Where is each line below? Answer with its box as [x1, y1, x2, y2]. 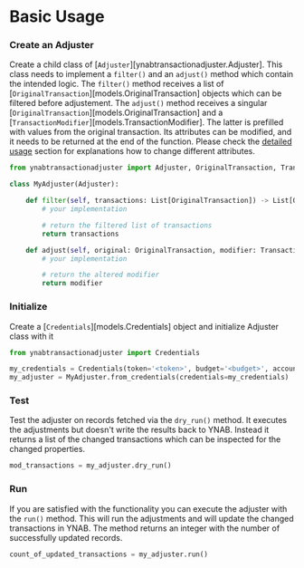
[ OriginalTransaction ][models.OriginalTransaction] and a [9, 107, 223, 119]
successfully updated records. [9, 532, 123, 543]
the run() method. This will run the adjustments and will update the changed [9, 513, 294, 524]
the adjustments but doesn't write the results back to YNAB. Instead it [9, 424, 270, 436]
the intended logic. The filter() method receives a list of [9, 79, 224, 90]
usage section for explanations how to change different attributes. [9, 146, 256, 157]
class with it [9, 331, 54, 342]
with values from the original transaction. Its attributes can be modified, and [9, 127, 292, 138]
